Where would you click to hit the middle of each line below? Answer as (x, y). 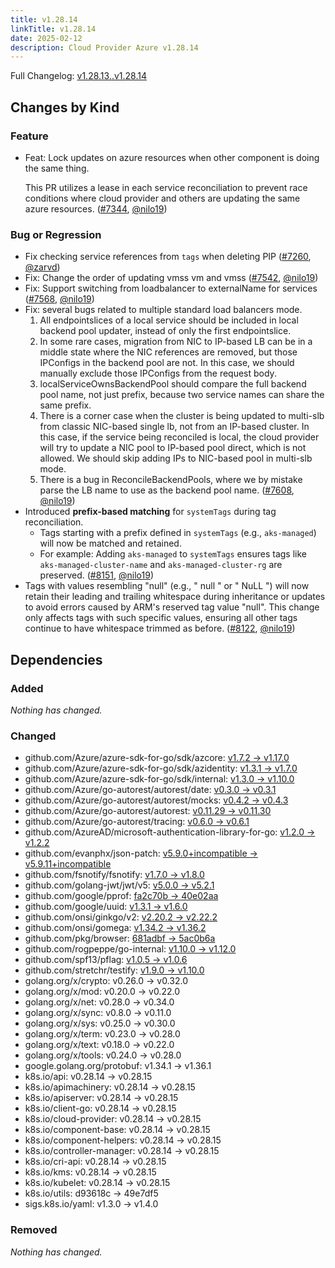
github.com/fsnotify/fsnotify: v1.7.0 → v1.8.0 (114, 875)
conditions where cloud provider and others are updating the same (162, 198)
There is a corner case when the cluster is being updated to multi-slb (182, 416)
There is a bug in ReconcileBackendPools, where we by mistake (171, 480)
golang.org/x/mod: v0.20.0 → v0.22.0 (102, 992)
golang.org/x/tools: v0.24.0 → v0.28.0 (103, 1055)
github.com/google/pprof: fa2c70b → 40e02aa (121, 896)
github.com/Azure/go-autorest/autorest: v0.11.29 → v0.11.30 (148, 811)
